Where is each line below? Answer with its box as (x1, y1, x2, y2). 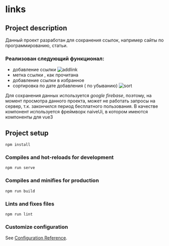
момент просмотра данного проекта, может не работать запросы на (5, 98, 156, 104)
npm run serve (5, 166, 36, 171)
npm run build (5, 188, 36, 193)
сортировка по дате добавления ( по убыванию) (12, 83, 118, 89)
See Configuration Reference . (5, 235, 67, 241)
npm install (5, 142, 30, 147)
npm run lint (5, 212, 33, 217)
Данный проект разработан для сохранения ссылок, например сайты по (5, 37, 164, 43)
